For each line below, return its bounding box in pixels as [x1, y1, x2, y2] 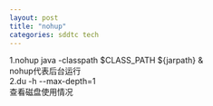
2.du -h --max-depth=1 [9, 76, 96, 87]
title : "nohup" [9, 22, 67, 31]
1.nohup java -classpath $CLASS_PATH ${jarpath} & [9, 55, 204, 66]
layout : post [9, 13, 59, 23]
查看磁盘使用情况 [9, 87, 73, 98]
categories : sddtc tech [9, 30, 100, 39]
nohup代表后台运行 [9, 65, 82, 77]
